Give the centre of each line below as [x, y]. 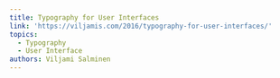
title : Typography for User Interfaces [84, 17]
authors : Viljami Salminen [60, 59]
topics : [24, 34]
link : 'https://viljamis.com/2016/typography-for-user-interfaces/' [141, 26]
